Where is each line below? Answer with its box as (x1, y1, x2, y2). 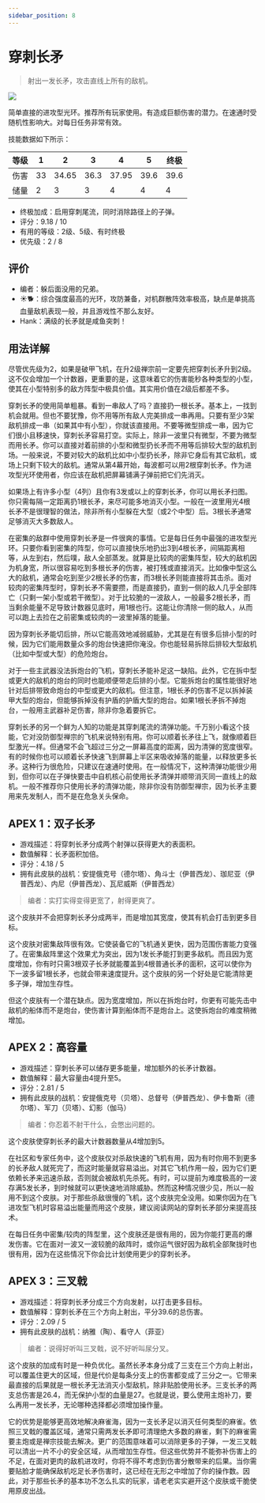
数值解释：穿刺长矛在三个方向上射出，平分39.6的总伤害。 (19, 1307, 207, 1316)
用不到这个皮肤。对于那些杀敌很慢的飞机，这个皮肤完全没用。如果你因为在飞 (8, 1192, 257, 1202)
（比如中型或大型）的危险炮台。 (8, 649, 112, 659)
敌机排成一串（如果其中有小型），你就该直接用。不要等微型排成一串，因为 (8, 421, 247, 430)
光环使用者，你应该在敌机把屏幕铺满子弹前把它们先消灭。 (21, 470, 209, 479)
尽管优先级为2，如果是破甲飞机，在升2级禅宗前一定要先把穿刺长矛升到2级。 (8, 365, 256, 374)
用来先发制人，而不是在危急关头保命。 (8, 792, 132, 801)
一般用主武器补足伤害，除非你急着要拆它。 (21, 706, 160, 715)
